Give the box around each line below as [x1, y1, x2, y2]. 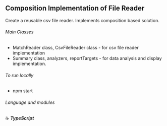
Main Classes [5, 29, 34, 35]
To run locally [5, 72, 34, 78]
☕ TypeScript [5, 115, 34, 121]
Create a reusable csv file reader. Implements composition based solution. [5, 17, 160, 23]
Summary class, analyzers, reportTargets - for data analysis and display [12, 55, 162, 61]
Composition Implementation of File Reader [5, 4, 145, 13]
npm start [12, 88, 33, 94]
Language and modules [5, 99, 55, 105]
